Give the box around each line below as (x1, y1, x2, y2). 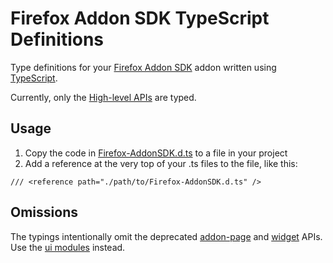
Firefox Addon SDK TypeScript (10, 7, 270, 30)
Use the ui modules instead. (10, 241, 126, 253)
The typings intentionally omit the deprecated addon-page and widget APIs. (10, 230, 323, 242)
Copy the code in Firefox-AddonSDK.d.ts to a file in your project (24, 147, 288, 159)
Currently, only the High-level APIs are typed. (10, 91, 197, 103)
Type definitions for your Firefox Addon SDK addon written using (10, 61, 277, 73)
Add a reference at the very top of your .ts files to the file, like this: (24, 157, 298, 169)
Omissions (10, 204, 78, 221)
